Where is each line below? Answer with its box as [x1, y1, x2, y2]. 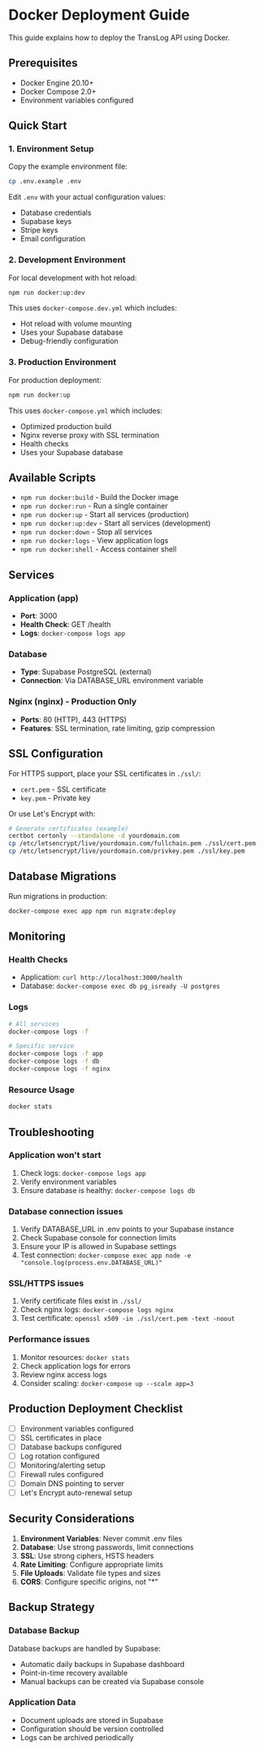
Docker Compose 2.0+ [19, 86, 97, 96]
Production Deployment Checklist [8, 1402, 184, 1416]
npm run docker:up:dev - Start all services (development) [19, 519, 211, 529]
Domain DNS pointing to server [19, 1478, 124, 1488]
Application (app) [8, 592, 79, 603]
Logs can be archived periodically [19, 1732, 134, 1742]
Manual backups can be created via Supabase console [19, 1676, 205, 1686]
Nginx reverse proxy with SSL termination [19, 430, 160, 440]
